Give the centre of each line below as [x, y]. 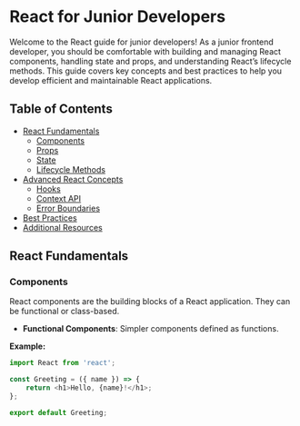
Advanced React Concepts [73, 179]
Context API [59, 198]
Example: [28, 346]
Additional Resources [62, 227]
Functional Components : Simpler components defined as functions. [150, 329]
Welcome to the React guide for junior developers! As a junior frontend [142, 42]
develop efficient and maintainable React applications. [111, 80]
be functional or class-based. [65, 312]
